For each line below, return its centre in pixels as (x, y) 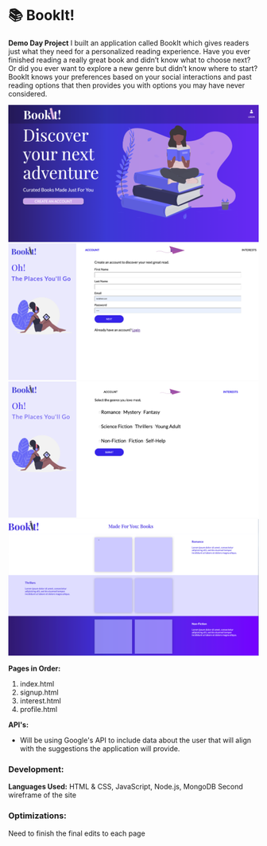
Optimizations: (37, 816)
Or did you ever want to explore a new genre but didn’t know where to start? (133, 68)
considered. (28, 93)
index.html (37, 684)
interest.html (40, 701)
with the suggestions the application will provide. (100, 749)
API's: (19, 725)
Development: (36, 769)
